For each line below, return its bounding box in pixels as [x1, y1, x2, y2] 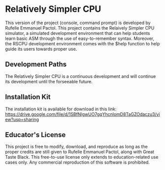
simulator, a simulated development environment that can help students [5, 30, 150, 36]
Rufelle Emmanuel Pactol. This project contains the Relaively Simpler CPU [5, 25, 155, 31]
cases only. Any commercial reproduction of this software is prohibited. [5, 159, 150, 166]
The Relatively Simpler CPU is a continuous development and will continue [5, 73, 156, 79]
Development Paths [5, 60, 67, 68]
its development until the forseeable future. [5, 78, 93, 84]
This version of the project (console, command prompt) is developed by [5, 20, 151, 26]
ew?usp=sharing [5, 116, 39, 122]
